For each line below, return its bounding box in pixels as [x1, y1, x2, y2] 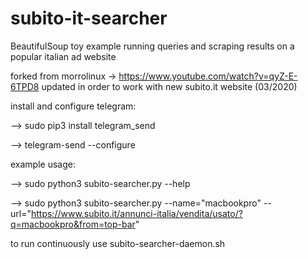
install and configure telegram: [10, 100, 137, 112]
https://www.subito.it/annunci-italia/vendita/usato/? [30, 207, 243, 219]
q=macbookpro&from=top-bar [10, 218, 136, 230]
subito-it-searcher [10, 7, 168, 30]
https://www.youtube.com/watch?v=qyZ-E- [118, 70, 298, 82]
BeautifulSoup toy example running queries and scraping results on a [10, 40, 295, 52]
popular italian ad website [10, 50, 117, 62]
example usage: [10, 158, 76, 170]
